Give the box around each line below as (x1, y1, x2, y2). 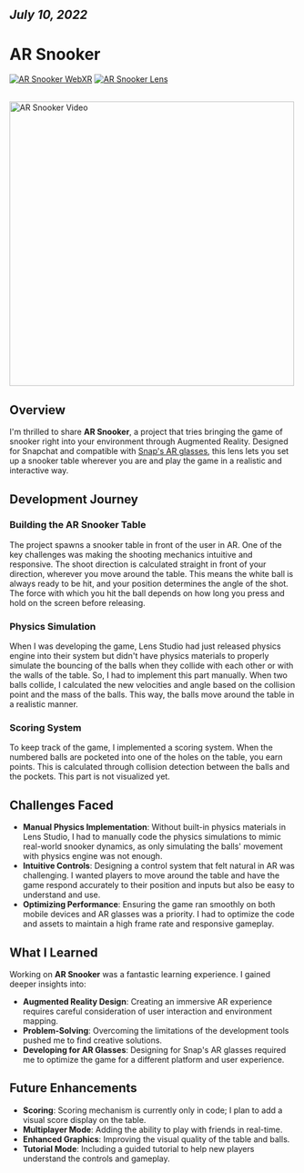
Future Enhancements (9, 1080, 138, 1096)
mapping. (22, 1016, 59, 1026)
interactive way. (9, 465, 69, 476)
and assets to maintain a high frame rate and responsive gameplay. (22, 918, 275, 929)
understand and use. (22, 889, 101, 900)
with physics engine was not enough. (22, 851, 163, 862)
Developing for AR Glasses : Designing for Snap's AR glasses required (22, 1045, 287, 1056)
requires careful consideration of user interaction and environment (22, 1006, 273, 1017)
